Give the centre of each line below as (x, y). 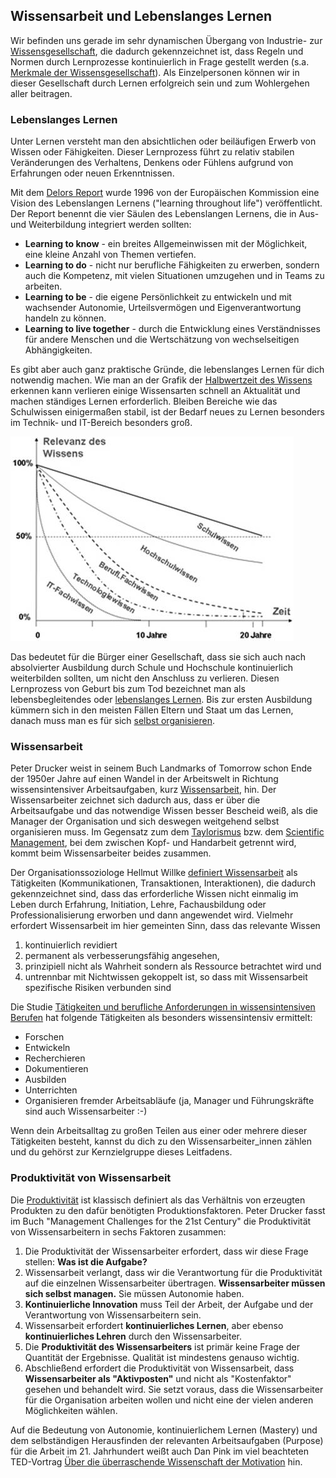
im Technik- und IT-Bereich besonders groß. (101, 423)
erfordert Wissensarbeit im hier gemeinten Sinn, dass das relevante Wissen (165, 926)
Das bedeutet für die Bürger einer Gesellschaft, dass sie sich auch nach (158, 657)
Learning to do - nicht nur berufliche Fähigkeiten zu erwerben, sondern (172, 265)
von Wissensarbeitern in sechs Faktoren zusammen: (118, 1231)
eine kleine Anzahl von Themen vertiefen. (110, 255)
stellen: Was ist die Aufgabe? (86, 1261)
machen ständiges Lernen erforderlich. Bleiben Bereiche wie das (144, 401)
